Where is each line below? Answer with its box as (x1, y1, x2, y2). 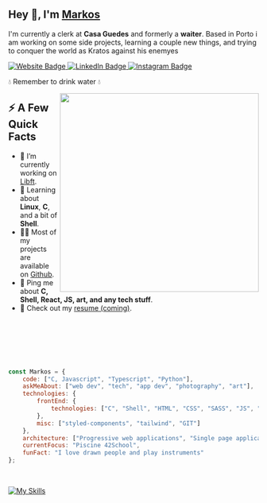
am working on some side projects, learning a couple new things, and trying (8, 37, 257, 47)
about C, (19, 286, 49, 296)
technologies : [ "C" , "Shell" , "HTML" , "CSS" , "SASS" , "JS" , (50, 404, 254, 412)
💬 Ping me (19, 277, 54, 287)
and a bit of (19, 210, 58, 219)
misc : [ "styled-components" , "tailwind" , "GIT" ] (37, 419, 201, 428)
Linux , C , (19, 202, 50, 211)
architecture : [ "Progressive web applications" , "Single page (22, 434, 233, 442)
